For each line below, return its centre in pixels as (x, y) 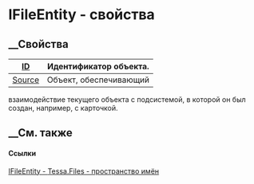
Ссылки (22, 153)
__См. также (41, 133)
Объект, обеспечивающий (98, 80)
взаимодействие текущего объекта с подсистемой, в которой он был (127, 100)
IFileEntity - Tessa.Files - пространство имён (84, 171)
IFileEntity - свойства (82, 15)
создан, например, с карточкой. (63, 108)
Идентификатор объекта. (98, 67)
